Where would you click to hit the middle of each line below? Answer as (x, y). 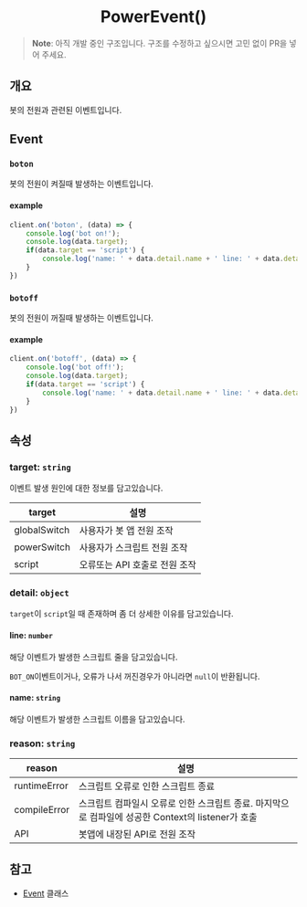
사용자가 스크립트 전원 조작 (133, 548)
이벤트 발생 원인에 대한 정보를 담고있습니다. (86, 488)
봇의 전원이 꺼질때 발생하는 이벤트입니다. (81, 318)
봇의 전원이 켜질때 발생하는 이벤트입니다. (81, 184)
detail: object (40, 593)
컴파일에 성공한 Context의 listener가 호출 (173, 817)
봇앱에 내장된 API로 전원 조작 (137, 835)
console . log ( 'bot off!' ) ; (75, 367)
